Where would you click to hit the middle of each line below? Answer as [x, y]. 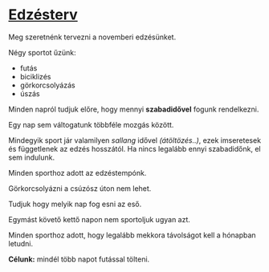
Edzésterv [43, 15]
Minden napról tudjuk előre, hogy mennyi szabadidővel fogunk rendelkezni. [134, 109]
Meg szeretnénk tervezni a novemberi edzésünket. [92, 37]
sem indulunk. [31, 157]
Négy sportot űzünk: [42, 52]
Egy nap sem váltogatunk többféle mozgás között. [91, 124]
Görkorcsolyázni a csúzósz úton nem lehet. [80, 188]
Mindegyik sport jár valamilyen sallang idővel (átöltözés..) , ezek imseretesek [135, 140]
